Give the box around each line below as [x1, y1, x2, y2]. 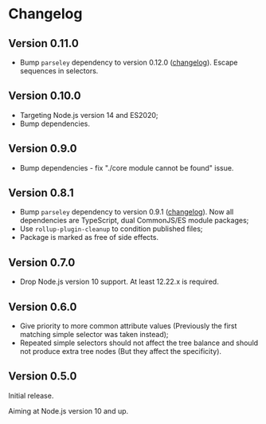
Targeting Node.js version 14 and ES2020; [19, 110, 158, 120]
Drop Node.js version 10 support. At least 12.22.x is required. [19, 277, 219, 287]
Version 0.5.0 [8, 370, 77, 383]
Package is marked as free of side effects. [19, 233, 159, 242]
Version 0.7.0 [8, 256, 76, 269]
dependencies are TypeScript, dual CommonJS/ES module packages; [19, 216, 249, 226]
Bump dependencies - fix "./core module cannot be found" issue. [19, 163, 234, 172]
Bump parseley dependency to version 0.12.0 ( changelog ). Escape [19, 57, 238, 67]
